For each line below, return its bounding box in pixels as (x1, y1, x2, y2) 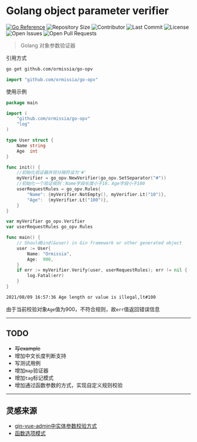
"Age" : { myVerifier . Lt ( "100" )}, (27, 197, 109, 203)
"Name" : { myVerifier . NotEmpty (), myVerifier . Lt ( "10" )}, (27, 191, 167, 197)
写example (14, 345, 41, 352)
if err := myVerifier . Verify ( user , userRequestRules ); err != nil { (16, 267, 188, 274)
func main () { (6, 235, 41, 241)
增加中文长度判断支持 (14, 352, 66, 359)
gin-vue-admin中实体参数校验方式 (14, 423, 97, 430)
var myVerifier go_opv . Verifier (6, 218, 85, 224)
